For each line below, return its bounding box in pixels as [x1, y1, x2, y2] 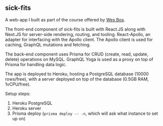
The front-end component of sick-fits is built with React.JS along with [5, 26, 146, 32]
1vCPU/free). [5, 81, 31, 87]
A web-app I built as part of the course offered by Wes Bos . [5, 17, 125, 22]
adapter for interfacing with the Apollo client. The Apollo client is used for [5, 36, 153, 42]
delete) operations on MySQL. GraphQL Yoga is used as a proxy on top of [5, 56, 153, 62]
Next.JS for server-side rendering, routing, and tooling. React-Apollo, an [5, 31, 151, 37]
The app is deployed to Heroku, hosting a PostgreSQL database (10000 [5, 71, 149, 77]
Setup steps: [5, 90, 31, 96]
